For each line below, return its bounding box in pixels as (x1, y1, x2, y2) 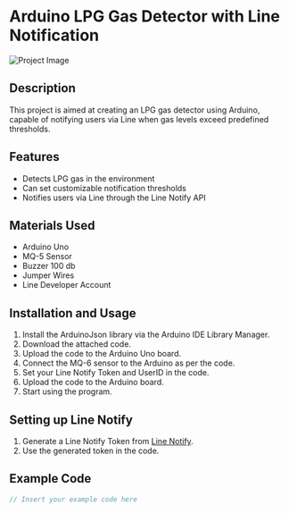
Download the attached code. (21, 339, 132, 349)
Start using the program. (21, 386, 113, 397)
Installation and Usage (9, 306, 136, 321)
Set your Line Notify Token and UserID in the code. (21, 367, 210, 378)
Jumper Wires (21, 270, 75, 281)
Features (9, 149, 60, 164)
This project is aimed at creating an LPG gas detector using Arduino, (9, 105, 260, 115)
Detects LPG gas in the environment (21, 172, 155, 184)
